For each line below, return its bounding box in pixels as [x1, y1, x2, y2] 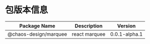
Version [117, 22, 136, 29]
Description [75, 22, 103, 29]
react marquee [71, 30, 106, 37]
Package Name [19, 22, 55, 29]
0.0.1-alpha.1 [110, 30, 143, 37]
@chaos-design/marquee [7, 30, 67, 37]
